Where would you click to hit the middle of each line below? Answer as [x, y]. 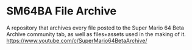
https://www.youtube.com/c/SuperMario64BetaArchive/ [77, 40]
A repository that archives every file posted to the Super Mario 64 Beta [95, 28]
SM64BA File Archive [62, 11]
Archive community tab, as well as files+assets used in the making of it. [96, 34]
